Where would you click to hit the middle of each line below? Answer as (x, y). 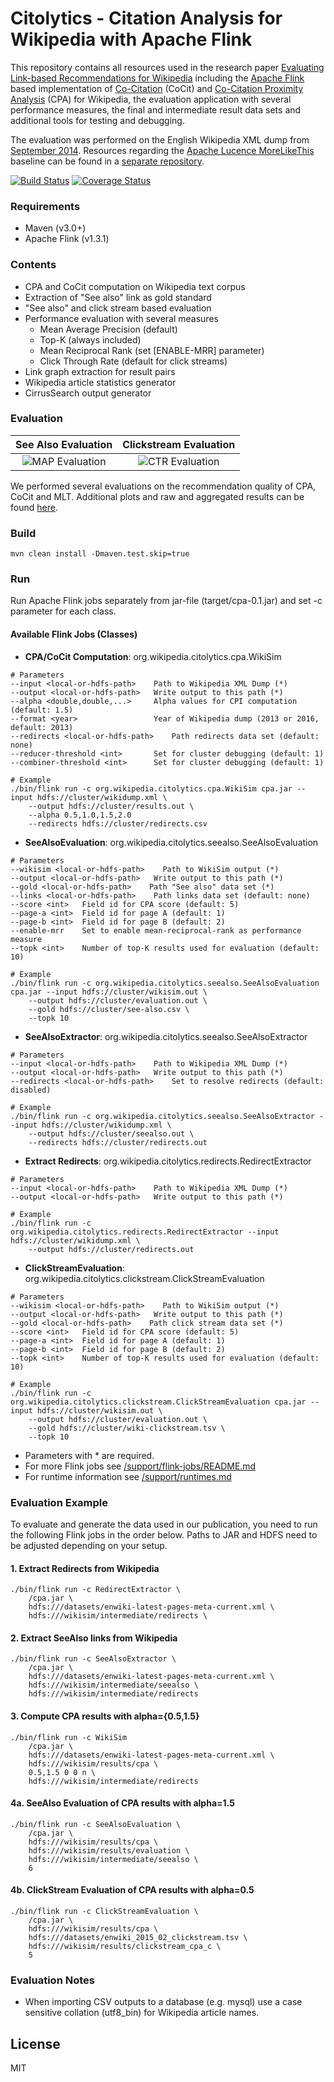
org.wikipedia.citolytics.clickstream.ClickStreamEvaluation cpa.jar (158, 1402)
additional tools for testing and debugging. (97, 120)
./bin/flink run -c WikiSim (69, 1737)
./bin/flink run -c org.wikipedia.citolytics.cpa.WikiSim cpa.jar (151, 788)
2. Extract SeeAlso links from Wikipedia (94, 1638)
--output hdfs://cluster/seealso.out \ (111, 1133)
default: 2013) (42, 727)
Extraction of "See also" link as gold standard (118, 297)
